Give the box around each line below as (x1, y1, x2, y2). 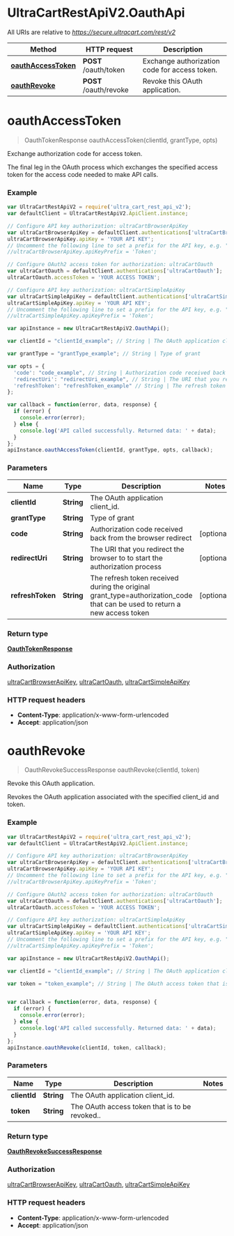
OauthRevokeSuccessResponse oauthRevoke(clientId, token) (24, 766, 200, 774)
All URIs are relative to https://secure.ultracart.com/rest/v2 (7, 28, 176, 36)
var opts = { (7, 362, 45, 370)
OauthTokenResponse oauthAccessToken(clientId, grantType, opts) (24, 136, 218, 144)
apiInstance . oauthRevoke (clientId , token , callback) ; (7, 1044, 167, 1051)
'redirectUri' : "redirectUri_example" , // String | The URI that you (13, 376, 219, 383)
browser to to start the (90, 553, 164, 562)
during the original (90, 582, 150, 592)
